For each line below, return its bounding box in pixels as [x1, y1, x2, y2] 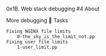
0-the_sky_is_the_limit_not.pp [17, 34, 95, 40]
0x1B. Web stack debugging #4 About [6, 5, 100, 12]
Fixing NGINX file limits [6, 28, 71, 34]
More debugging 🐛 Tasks [6, 17, 68, 23]
